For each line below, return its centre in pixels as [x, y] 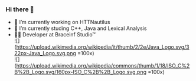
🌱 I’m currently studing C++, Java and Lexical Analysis [80, 28]
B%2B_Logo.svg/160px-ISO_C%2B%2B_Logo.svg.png [80, 72]
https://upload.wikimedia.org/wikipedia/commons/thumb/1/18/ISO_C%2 [103, 66]
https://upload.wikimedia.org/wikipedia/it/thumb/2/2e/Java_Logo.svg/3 [103, 47]
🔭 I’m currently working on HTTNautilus [62, 22]
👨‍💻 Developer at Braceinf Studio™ [55, 35]
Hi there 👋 [20, 9]
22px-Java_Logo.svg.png [45, 53]
